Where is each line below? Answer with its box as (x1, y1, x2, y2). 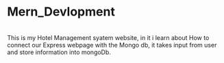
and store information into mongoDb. (7, 48, 112, 56)
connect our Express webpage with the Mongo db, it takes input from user (7, 41, 217, 49)
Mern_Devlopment (7, 4, 115, 20)
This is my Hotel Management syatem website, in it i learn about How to (7, 33, 210, 41)
